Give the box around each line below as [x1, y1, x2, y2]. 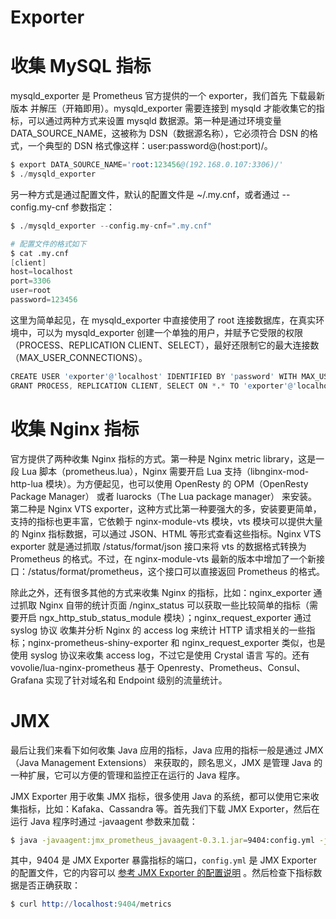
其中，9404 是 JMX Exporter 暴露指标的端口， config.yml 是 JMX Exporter [10, 854, 317, 866]
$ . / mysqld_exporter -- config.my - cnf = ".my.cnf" [10, 221, 213, 231]
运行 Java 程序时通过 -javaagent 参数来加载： [10, 815, 198, 827]
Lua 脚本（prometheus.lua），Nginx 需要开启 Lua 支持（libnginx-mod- [21, 465, 310, 477]
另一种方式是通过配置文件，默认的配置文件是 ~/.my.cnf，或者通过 [10, 188, 280, 200]
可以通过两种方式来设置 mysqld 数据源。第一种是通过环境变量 [27, 115, 282, 127]
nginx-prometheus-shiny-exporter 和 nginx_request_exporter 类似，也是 [27, 636, 326, 648]
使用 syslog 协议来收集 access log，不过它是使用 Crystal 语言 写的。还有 [10, 649, 310, 661]
